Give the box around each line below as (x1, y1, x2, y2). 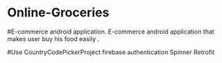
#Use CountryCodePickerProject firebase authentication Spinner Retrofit (7, 48, 215, 56)
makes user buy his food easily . (7, 34, 99, 42)
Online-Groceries (7, 5, 110, 21)
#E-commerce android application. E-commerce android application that (7, 27, 215, 36)
